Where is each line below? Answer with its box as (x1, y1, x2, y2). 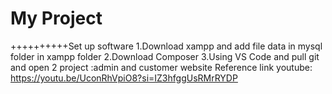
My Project (10, 7, 103, 30)
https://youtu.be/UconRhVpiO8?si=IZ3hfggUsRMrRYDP (10, 72, 238, 84)
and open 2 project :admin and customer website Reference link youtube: (10, 61, 313, 73)
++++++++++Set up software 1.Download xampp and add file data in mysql (10, 40, 323, 52)
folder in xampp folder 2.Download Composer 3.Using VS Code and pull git (10, 50, 320, 62)
